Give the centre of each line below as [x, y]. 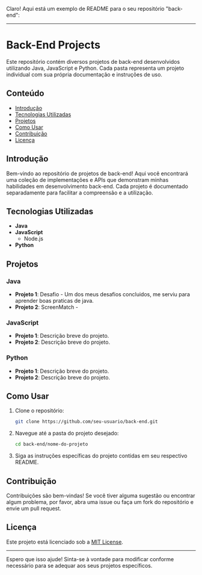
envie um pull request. [34, 509]
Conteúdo [25, 94]
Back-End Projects [54, 45]
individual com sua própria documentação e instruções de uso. [84, 74]
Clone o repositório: [39, 411]
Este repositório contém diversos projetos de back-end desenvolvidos [93, 61]
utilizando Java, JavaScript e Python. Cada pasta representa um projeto [95, 68]
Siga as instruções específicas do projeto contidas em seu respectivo [101, 456]
